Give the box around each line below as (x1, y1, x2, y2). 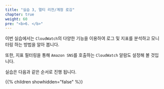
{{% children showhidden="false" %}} (5, 79, 83, 85)
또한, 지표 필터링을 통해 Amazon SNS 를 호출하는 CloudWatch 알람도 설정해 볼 (5, 52, 150, 58)
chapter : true (5, 12, 35, 17)
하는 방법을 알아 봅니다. (14, 42, 59, 48)
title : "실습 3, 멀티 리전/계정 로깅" (5, 7, 75, 12)
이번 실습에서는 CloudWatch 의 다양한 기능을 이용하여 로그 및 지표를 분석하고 (5, 35, 150, 41)
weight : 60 (5, 16, 28, 21)
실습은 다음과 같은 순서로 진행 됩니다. (5, 69, 77, 75)
